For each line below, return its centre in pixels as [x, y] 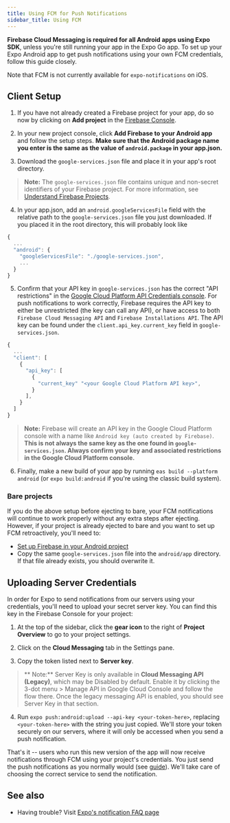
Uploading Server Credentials [72, 583]
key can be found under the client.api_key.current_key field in [107, 325]
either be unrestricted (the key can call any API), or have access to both [118, 311]
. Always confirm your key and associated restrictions [143, 450]
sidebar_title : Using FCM [44, 20]
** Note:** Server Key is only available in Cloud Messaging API [114, 674]
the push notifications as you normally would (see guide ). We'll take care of [114, 767]
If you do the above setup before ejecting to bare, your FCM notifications [110, 511]
